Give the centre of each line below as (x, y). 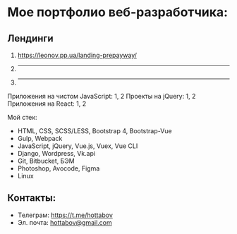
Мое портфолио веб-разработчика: (117, 12)
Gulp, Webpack (40, 138)
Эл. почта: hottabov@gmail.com (65, 222)
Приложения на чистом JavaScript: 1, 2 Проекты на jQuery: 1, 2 (102, 96)
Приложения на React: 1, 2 (47, 104)
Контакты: (32, 198)
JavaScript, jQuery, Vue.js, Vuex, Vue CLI (78, 146)
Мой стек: (22, 117)
